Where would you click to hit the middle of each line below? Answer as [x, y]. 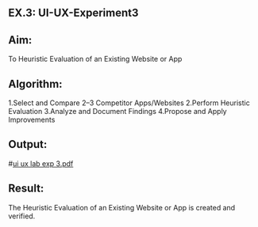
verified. [22, 216]
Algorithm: [35, 83]
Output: [28, 144]
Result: [26, 189]
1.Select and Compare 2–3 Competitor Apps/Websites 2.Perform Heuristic [129, 103]
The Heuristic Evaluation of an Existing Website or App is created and [122, 207]
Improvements [32, 120]
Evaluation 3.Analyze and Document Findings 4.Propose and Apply [118, 112]
